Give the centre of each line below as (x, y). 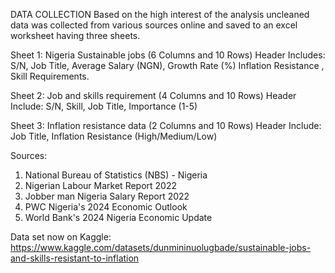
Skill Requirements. (50, 76)
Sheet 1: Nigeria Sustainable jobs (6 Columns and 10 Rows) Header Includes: (168, 55)
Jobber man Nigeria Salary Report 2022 (107, 196)
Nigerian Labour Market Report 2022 (101, 185)
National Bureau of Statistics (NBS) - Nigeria (116, 175)
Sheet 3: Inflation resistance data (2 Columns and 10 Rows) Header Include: (166, 125)
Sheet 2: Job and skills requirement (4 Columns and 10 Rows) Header (153, 95)
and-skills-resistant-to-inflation (75, 258)
